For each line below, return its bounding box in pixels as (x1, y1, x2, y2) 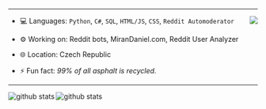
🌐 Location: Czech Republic (19, 50, 112, 59)
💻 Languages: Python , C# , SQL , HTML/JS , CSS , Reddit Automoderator (19, 17, 235, 25)
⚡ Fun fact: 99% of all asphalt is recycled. (19, 66, 157, 75)
